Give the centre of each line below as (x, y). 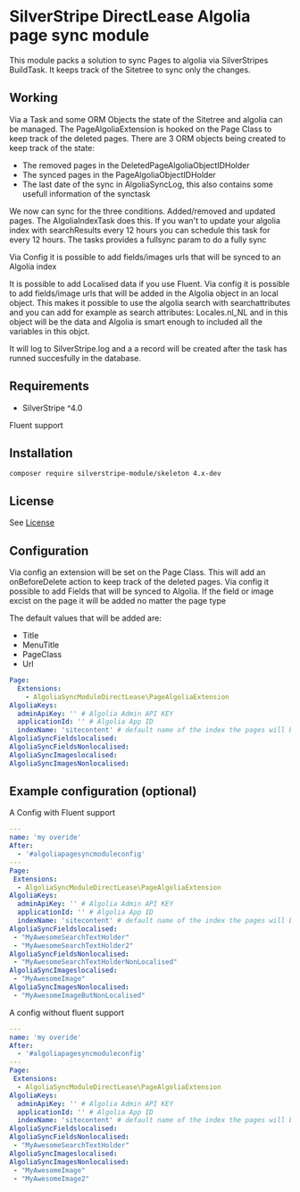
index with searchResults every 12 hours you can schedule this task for (140, 230)
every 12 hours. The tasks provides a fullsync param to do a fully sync (138, 240)
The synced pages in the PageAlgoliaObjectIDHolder (119, 174)
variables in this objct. (50, 331)
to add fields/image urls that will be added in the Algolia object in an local (144, 293)
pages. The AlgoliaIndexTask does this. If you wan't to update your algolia (145, 220)
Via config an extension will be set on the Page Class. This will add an (137, 572)
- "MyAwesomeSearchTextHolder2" (73, 945)
